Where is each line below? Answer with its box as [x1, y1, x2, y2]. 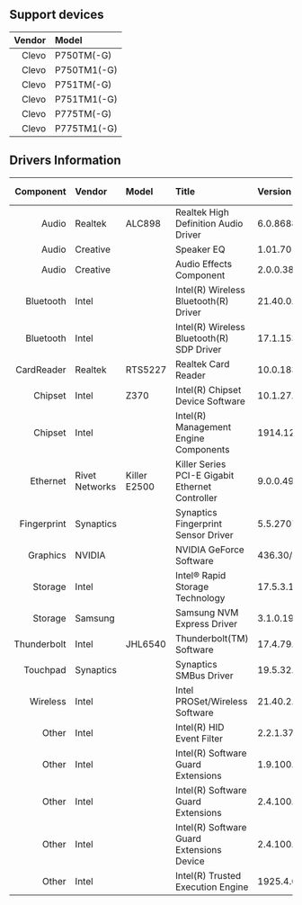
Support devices [9, 7, 105, 22]
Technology [174, 591, 226, 604]
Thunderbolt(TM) [174, 632, 249, 644]
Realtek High [174, 206, 229, 219]
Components [174, 443, 230, 455]
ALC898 [125, 217, 162, 229]
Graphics [28, 549, 67, 561]
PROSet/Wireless [174, 694, 248, 707]
